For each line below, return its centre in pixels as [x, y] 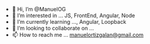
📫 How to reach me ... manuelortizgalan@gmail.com [78, 35]
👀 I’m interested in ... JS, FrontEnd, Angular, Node [73, 15]
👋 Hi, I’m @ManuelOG [39, 9]
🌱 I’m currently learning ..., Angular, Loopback [69, 22]
